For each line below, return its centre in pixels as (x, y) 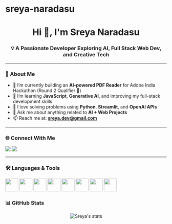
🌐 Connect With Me (30, 138)
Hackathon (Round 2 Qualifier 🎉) (47, 91)
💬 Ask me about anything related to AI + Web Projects (70, 112)
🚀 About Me (20, 74)
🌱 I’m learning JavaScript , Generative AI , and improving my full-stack (86, 96)
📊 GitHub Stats (25, 203)
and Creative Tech (86, 55)
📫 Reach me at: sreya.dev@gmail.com (55, 118)
